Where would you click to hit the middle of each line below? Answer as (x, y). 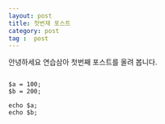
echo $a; (23, 105)
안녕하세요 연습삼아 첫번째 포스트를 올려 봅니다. (83, 62)
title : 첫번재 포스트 (40, 23)
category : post (34, 31)
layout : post (30, 16)
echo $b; (23, 113)
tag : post (28, 38)
